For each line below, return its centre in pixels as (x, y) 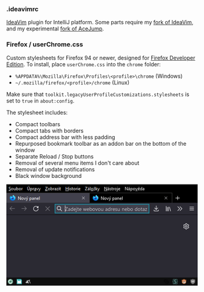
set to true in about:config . (40, 100)
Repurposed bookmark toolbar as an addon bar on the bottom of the (101, 143)
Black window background (48, 175)
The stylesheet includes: (37, 112)
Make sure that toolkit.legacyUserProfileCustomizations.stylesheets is (98, 94)
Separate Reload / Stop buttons (54, 156)
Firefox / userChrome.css (45, 44)
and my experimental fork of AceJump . (55, 29)
